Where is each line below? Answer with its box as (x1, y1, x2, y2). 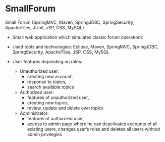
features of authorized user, (27, 115, 84, 121)
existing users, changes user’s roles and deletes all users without (27, 126, 160, 132)
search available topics (27, 84, 74, 90)
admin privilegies (27, 131, 62, 137)
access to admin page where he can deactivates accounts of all (27, 121, 158, 127)
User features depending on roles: (12, 58, 83, 64)
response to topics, (27, 79, 67, 85)
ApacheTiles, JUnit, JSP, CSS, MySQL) (5, 24, 84, 30)
